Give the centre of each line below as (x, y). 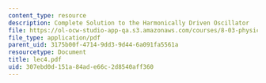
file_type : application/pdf (55, 38)
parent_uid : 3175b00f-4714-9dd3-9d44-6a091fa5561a (93, 45)
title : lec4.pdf (35, 60)
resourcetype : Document (47, 52)
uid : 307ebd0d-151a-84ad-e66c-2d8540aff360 (81, 67)
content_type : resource (47, 15)
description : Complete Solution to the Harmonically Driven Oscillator (129, 23)
